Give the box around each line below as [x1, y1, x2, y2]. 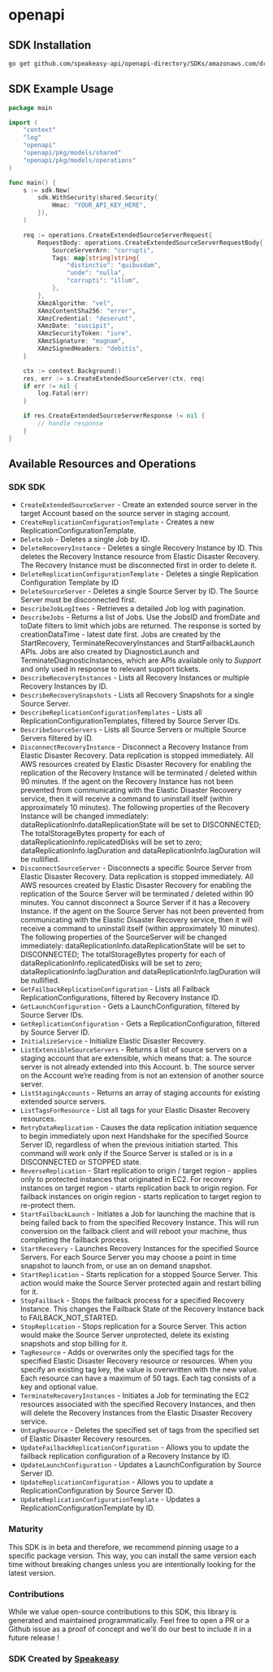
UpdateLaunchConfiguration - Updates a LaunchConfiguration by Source [19, 1460, 262, 1470]
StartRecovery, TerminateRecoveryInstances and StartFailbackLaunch [19, 638, 255, 648]
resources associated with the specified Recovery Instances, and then [19, 1399, 256, 1409]
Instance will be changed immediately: [19, 812, 149, 821]
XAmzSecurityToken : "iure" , [37, 330, 132, 338]
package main [8, 103, 53, 112]
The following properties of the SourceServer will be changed [19, 932, 227, 942]
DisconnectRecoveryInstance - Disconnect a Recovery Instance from [19, 742, 249, 752]
